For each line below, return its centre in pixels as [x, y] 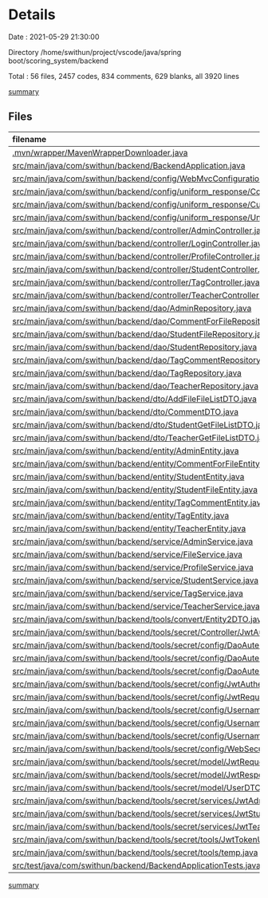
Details [32, 15]
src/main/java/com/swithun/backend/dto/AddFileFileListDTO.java [134, 399]
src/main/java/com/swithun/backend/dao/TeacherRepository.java [136, 386]
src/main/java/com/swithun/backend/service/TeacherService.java [136, 606]
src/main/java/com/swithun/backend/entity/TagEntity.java [121, 515]
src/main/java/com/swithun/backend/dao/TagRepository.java [127, 372]
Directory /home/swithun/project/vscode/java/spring [95, 52]
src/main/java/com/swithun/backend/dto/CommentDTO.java [126, 412]
